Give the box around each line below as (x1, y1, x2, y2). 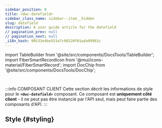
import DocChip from (62, 62, 106, 68)
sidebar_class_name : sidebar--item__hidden (5, 16, 95, 21)
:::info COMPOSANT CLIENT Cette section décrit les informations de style (5, 85, 153, 92)
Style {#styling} (5, 115, 54, 124)
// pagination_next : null (5, 34, 57, 39)
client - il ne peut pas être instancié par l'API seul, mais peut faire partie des (5, 96, 157, 102)
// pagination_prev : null (5, 29, 57, 34)
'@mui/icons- (76, 57, 104, 63)
